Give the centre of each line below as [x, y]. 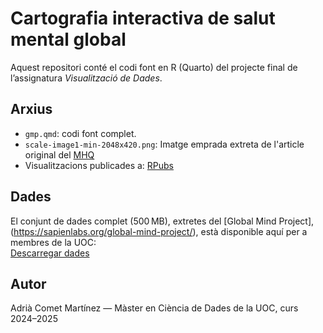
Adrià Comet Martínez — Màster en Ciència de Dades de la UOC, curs [154, 308]
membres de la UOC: [53, 242]
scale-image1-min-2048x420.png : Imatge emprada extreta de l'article [164, 144]
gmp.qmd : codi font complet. [80, 133]
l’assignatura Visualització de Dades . [86, 78]
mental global [68, 39]
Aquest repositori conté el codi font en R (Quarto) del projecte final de [154, 67]
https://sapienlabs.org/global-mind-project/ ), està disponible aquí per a [160, 231]
